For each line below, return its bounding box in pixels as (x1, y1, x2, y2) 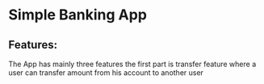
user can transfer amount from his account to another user (8, 68, 204, 78)
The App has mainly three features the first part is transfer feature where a (8, 59, 257, 69)
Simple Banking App (8, 6, 148, 24)
